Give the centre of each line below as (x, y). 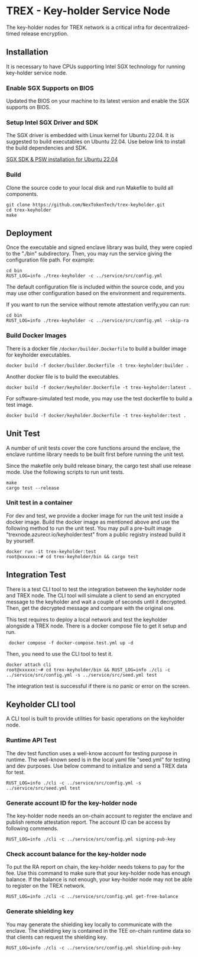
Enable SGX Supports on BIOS (50, 88)
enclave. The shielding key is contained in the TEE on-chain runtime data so (98, 930)
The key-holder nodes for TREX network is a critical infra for (79, 27)
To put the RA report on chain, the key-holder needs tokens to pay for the (95, 867)
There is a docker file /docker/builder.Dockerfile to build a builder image (96, 348)
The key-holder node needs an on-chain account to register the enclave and (99, 816)
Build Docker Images (36, 335)
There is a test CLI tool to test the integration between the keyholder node (96, 589)
